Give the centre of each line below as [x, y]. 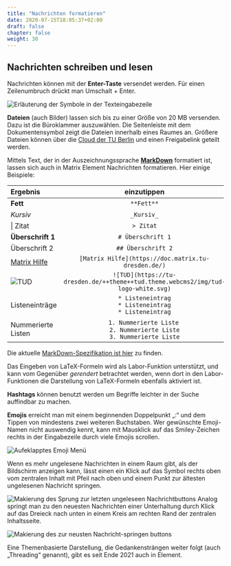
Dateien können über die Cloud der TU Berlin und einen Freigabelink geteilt [113, 139]
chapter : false [29, 33]
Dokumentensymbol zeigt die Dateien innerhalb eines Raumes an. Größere [113, 132]
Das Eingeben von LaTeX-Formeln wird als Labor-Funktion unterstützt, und [113, 366]
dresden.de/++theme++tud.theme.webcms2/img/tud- [144, 282]
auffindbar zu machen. [39, 401]
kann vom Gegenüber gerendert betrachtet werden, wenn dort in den [105, 373]
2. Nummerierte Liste [144, 330]
